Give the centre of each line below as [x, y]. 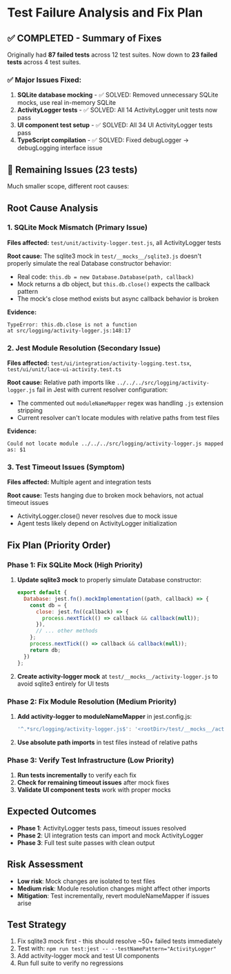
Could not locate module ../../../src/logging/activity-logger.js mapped [115, 444]
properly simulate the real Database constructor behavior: [89, 263]
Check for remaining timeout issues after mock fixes [93, 783]
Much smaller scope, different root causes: [68, 186]
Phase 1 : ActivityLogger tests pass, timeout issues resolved [102, 828]
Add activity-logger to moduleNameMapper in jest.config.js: [104, 716]
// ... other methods [67, 631]
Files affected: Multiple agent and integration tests [79, 482]
